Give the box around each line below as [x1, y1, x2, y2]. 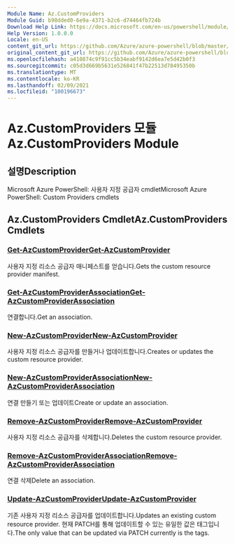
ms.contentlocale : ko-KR [7, 75, 80, 83]
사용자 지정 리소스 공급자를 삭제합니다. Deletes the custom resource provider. [7, 433, 222, 441]
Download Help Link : [7, 23, 68, 30]
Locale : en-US [7, 36, 49, 43]
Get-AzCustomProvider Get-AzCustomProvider [7, 245, 171, 255]
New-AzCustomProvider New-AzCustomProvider [7, 331, 178, 341]
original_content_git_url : [7, 50, 86, 57]
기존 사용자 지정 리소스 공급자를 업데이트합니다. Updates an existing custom [7, 511, 217, 520]
